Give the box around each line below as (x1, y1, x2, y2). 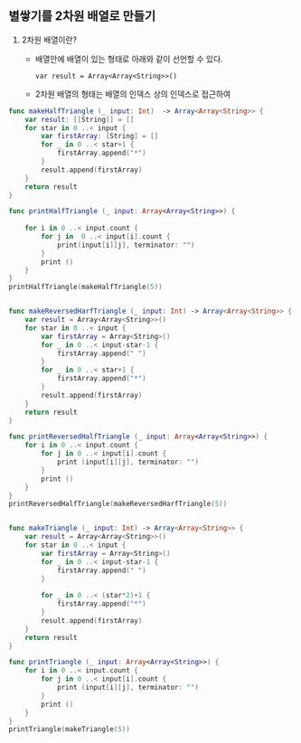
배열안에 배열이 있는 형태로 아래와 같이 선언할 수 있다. (34, 53, 223, 64)
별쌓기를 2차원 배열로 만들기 (8, 8, 155, 24)
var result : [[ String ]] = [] (24, 115, 135, 124)
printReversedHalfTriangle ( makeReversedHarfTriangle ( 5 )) (8, 500, 228, 509)
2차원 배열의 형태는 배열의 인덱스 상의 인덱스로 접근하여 (34, 89, 231, 99)
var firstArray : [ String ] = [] (41, 132, 159, 141)
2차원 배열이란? (21, 34, 78, 45)
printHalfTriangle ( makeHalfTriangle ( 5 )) (8, 283, 164, 292)
